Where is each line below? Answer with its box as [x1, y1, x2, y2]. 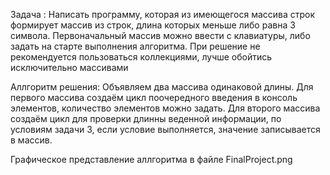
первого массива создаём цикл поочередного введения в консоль [10, 92, 298, 103]
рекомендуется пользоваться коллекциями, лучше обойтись [10, 51, 273, 63]
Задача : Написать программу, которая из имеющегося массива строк [10, 9, 316, 20]
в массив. [10, 134, 53, 146]
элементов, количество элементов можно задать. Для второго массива [10, 102, 321, 114]
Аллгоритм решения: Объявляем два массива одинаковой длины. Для [10, 81, 314, 93]
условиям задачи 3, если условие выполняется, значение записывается [10, 124, 321, 135]
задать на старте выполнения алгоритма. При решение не [10, 40, 261, 52]
